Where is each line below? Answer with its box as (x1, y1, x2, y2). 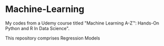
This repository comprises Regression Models (5, 35, 100, 41)
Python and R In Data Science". (5, 25, 70, 31)
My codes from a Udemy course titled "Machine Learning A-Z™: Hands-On (5, 20, 159, 26)
